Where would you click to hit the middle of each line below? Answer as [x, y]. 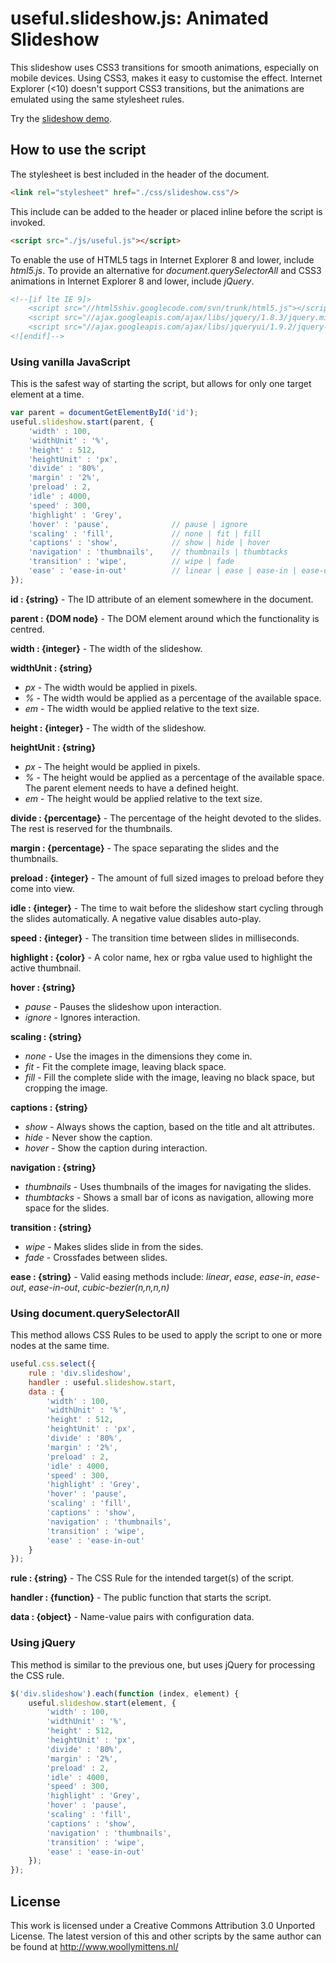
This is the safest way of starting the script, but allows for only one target [161, 384]
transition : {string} [51, 1227]
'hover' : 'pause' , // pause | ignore [138, 524]
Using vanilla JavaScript [70, 362]
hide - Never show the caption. [88, 1137]
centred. [27, 629]
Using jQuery [43, 1643]
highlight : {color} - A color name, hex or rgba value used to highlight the [161, 957]
